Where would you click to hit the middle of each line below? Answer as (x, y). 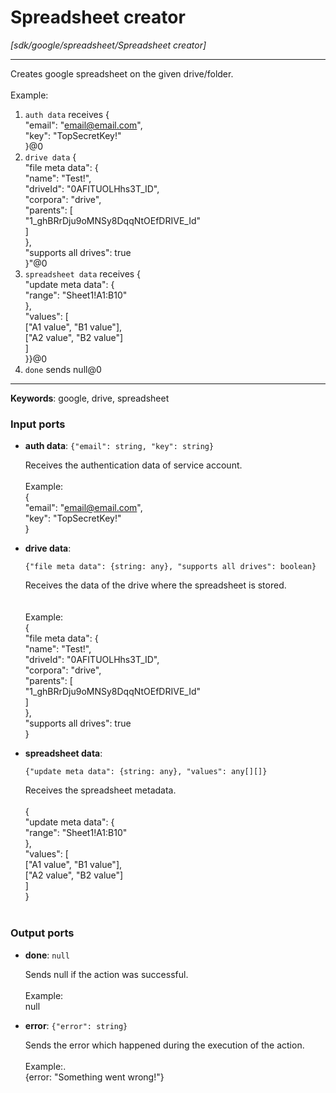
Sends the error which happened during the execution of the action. (164, 1045)
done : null (47, 955)
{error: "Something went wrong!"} (94, 1077)
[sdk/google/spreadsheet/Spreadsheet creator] (108, 45)
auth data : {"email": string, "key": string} (119, 446)
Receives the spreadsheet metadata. (100, 790)
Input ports (38, 424)
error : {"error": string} (76, 1025)
